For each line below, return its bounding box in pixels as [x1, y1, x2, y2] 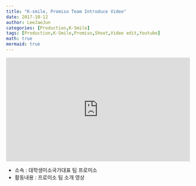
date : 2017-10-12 [6, 14, 48, 20]
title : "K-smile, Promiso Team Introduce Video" [6, 8, 127, 15]
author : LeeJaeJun [6, 19, 51, 25]
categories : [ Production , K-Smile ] [6, 25, 90, 31]
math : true [6, 36, 33, 42]
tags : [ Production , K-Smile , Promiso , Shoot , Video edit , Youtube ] [6, 30, 160, 36]
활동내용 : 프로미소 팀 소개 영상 [14, 174, 85, 181]
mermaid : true [6, 42, 41, 47]
